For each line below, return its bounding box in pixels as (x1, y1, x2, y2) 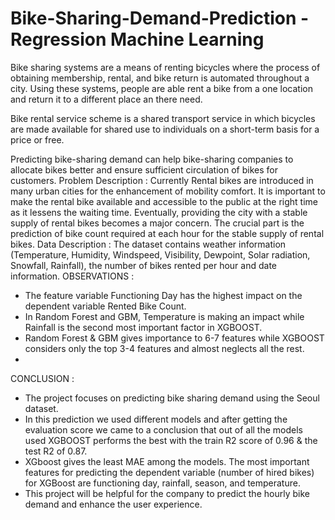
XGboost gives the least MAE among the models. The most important (24, 455, 310, 467)
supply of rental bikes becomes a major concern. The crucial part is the (10, 217, 305, 229)
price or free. (10, 133, 65, 146)
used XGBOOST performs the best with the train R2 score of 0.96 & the (24, 434, 318, 446)
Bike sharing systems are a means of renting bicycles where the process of (10, 61, 321, 73)
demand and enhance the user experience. (24, 498, 203, 510)
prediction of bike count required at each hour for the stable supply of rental (10, 227, 325, 239)
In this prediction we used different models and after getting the (24, 413, 288, 425)
